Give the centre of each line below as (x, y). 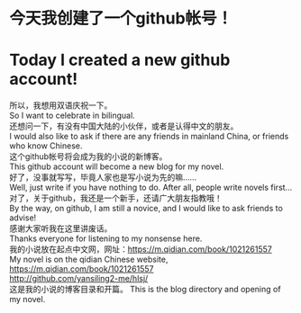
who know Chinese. (46, 146)
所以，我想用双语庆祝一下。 (61, 105)
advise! (23, 218)
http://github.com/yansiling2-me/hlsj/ (79, 279)
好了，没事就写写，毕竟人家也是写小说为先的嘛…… (103, 177)
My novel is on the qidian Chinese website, (89, 259)
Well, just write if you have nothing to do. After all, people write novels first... (151, 188)
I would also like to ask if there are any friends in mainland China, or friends (149, 137)
